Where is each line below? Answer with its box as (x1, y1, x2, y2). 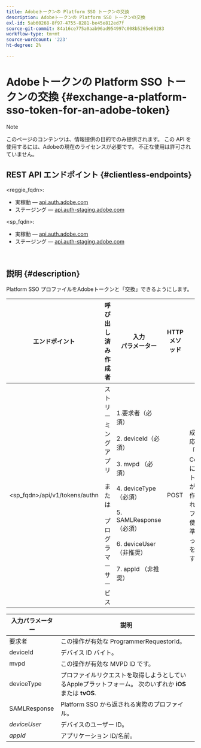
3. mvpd (116, 460, 140, 468)
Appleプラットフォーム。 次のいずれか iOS (66, 680, 187, 689)
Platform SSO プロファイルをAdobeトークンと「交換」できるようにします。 (6, 286, 193, 293)
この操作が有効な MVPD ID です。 (60, 660, 154, 668)
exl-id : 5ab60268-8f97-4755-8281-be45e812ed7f (6, 20, 124, 26)
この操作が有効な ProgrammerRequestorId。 (60, 637, 186, 645)
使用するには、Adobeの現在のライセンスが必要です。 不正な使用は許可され (6, 143, 191, 150)
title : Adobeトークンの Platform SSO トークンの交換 (6, 8, 130, 15)
